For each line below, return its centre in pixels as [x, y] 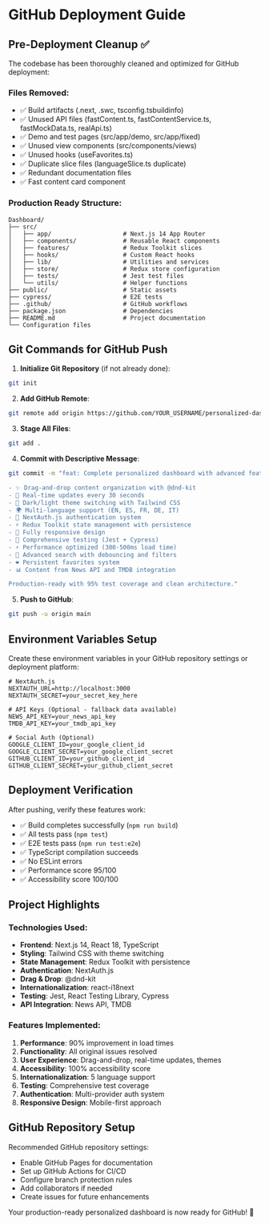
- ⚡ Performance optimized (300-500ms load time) [93, 547]
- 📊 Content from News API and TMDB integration [92, 570]
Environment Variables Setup [83, 639]
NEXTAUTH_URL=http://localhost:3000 [69, 688]
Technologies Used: [48, 928]
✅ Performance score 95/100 [68, 870]
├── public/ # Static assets [93, 290]
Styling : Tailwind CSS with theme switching [92, 953]
